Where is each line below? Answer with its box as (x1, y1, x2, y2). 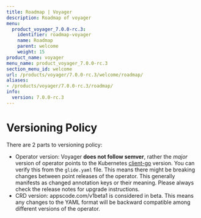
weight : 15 (17, 49, 45, 55)
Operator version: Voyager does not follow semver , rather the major (15, 152, 188, 160)
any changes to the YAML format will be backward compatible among (15, 198, 191, 206)
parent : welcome (17, 43, 59, 50)
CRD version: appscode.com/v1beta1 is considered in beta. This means (15, 192, 194, 199)
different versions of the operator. (15, 205, 101, 212)
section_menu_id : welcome (6, 66, 72, 72)
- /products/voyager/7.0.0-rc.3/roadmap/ (6, 83, 114, 89)
